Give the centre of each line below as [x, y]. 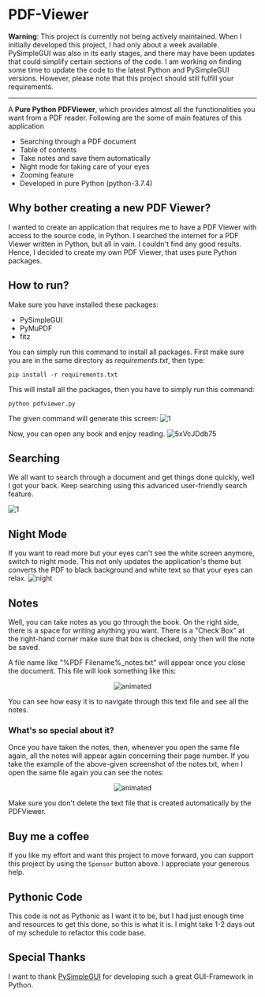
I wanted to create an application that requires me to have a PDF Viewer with [132, 227]
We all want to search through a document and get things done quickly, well [131, 477]
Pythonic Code [45, 897]
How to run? [39, 286]
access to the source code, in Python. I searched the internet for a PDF [123, 235]
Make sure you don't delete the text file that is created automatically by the [130, 803]
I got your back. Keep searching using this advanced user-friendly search [128, 486]
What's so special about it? [61, 730]
